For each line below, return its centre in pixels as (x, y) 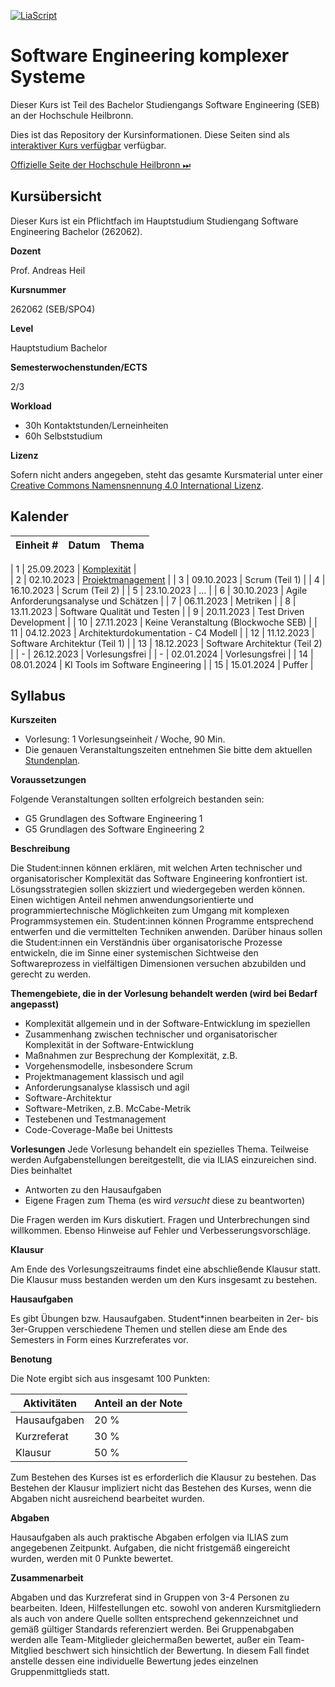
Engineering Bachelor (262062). (76, 231)
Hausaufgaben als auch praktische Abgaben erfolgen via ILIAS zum (149, 1537)
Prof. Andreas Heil (48, 270)
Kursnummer (38, 289)
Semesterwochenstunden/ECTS (79, 367)
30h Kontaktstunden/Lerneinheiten (96, 425)
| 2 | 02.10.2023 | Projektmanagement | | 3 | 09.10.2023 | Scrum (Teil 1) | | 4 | (168, 579)
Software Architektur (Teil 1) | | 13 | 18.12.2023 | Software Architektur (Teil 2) (166, 643)
